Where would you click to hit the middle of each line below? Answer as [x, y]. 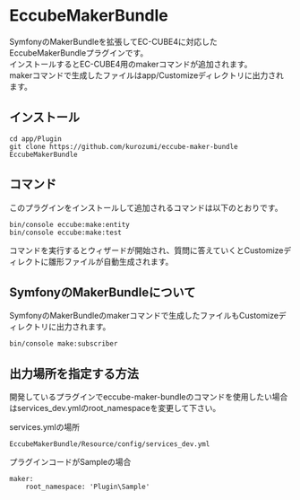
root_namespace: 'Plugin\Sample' [88, 487]
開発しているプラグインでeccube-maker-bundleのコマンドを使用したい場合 [149, 397]
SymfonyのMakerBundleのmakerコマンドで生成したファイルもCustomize [144, 316]
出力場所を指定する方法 [74, 373]
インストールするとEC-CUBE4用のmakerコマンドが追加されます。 [131, 64]
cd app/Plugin [36, 139]
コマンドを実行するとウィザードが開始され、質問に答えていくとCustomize [146, 250]
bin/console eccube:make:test [66, 232]
